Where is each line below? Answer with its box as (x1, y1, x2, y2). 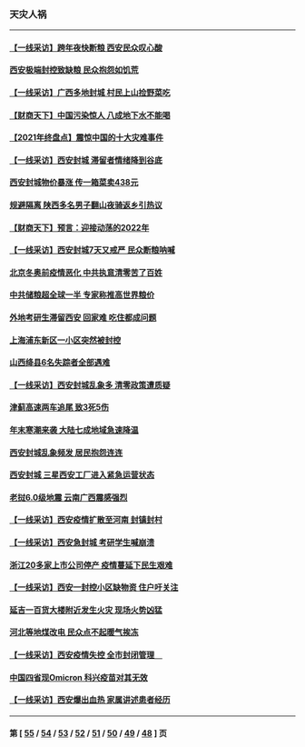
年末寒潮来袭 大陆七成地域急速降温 (9, 424, 139, 435)
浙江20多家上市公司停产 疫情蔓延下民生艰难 (9, 559, 173, 570)
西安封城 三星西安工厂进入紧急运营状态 (9, 470, 155, 481)
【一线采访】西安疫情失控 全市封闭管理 (9, 649, 155, 660)
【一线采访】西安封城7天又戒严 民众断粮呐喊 (9, 244, 175, 255)
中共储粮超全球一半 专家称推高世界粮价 (9, 289, 155, 301)
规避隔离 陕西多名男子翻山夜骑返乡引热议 (9, 200, 163, 211)
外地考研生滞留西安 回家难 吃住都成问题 (9, 312, 157, 324)
